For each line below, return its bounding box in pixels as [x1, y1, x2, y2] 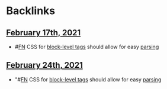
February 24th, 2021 [6, 60, 83, 70]
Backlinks [6, 4, 56, 18]
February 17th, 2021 [6, 28, 81, 38]
